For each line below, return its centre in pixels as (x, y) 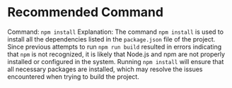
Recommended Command (86, 12)
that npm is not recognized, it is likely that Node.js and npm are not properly (116, 54)
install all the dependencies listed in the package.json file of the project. (111, 39)
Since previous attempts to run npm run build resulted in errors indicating (115, 46)
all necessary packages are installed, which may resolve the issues (105, 69)
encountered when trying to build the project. (73, 76)
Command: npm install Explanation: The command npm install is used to (116, 32)
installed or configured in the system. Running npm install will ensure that (116, 61)
